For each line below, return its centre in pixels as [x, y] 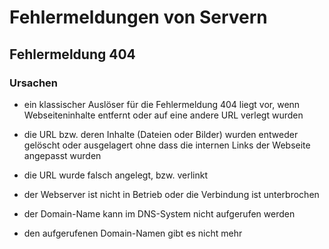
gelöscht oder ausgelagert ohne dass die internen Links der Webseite [167, 145]
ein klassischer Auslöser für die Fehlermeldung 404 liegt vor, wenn [162, 104]
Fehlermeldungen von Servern [138, 17]
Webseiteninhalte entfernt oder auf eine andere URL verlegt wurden [163, 115]
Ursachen [34, 83]
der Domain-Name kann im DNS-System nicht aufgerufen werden [159, 213]
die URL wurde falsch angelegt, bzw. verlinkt [116, 175]
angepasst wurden [62, 155]
